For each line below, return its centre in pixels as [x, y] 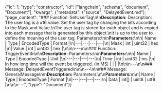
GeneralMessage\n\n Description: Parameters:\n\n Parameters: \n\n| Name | [80, 74]
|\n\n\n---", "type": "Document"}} [38, 84]
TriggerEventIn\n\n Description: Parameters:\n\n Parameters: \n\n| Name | [78, 54]
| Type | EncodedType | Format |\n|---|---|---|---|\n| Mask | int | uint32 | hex [82, 43]
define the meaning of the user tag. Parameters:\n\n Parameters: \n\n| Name [81, 38]
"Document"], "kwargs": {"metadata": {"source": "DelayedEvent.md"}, [75, 12]
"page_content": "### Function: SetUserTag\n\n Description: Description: [79, 17]
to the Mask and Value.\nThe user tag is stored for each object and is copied [82, 28]
